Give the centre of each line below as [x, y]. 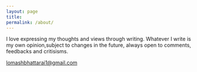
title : [14, 17]
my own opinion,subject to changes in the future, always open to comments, [98, 45]
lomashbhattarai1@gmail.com [42, 63]
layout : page [22, 11]
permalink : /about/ [30, 22]
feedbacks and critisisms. [37, 52]
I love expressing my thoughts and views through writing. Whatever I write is [98, 39]
